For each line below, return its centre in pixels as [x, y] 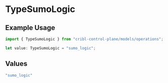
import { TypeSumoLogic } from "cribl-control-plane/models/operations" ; [85, 39]
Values [16, 64]
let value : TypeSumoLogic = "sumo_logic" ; [50, 48]
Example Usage [30, 28]
